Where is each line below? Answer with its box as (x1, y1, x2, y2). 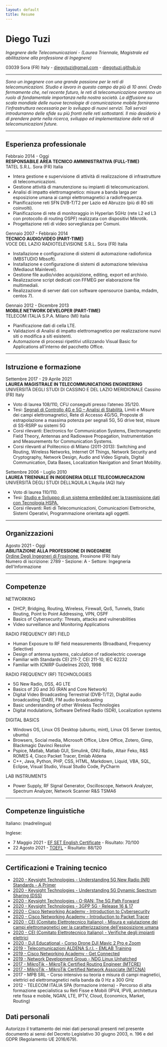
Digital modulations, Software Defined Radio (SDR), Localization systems (12, 707, 162, 713)
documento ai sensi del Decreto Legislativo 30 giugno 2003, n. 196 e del (5, 1031, 154, 1037)
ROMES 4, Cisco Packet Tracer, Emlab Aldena (12, 753, 107, 759)
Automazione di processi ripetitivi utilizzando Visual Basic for (12, 339, 138, 345)
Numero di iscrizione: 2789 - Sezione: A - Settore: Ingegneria (5, 558, 131, 564)
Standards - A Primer (12, 882, 56, 888)
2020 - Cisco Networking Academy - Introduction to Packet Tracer (12, 914, 150, 920)
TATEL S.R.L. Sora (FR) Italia (5, 164, 63, 170)
